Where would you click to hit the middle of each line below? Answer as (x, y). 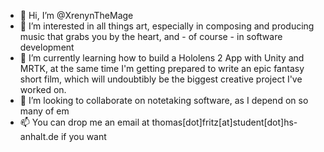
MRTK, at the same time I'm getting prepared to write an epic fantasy (162, 68)
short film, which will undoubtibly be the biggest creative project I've (161, 79)
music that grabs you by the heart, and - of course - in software (151, 36)
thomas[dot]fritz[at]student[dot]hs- (224, 122)
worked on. (43, 89)
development (47, 47)
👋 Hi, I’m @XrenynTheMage (76, 15)
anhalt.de (39, 136)
